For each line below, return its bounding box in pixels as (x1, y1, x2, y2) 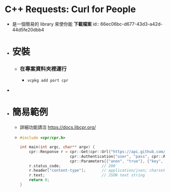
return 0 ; (29, 177, 50, 183)
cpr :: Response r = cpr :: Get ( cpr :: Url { (29, 149, 111, 154)
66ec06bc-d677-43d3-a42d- (100, 21, 163, 27)
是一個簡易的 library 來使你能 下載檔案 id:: (12, 21, 99, 27)
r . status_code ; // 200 (29, 163, 116, 168)
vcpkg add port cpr (27, 78, 69, 83)
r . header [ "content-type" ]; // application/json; (29, 168, 148, 173)
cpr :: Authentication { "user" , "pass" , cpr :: (70, 153, 163, 159)
